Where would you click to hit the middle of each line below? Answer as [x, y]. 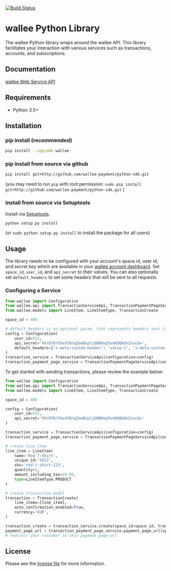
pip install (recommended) [39, 140]
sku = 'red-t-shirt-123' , [40, 465]
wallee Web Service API [30, 81]
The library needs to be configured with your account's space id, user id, [82, 261]
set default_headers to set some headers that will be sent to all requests [81, 277]
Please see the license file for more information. [55, 564]
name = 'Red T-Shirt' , [36, 455]
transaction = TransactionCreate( [42, 498]
